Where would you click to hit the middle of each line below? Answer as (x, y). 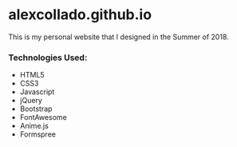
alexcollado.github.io (80, 15)
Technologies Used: (48, 58)
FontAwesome (43, 117)
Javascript (37, 92)
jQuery (31, 101)
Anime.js (34, 126)
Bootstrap (36, 109)
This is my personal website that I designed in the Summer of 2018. (118, 37)
